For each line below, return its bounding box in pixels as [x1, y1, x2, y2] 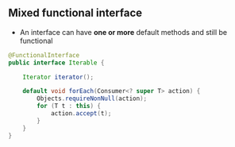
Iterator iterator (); [22, 73, 94, 81]
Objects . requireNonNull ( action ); [37, 95, 148, 103]
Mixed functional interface [8, 6, 143, 20]
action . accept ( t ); [50, 110, 112, 118]
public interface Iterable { [8, 59, 105, 67]
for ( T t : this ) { [37, 103, 102, 110]
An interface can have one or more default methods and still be [19, 27, 228, 37]
